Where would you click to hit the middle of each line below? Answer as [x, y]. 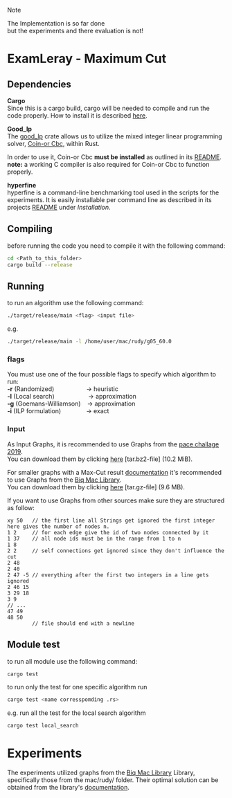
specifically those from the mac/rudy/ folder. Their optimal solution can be [113, 780]
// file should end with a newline [83, 623]
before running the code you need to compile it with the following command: [116, 246]
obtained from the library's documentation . [69, 788]
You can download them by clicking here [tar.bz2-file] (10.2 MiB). [100, 459]
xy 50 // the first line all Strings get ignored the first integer [111, 520]
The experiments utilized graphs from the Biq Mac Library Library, [101, 773]
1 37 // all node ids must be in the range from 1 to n [94, 538]
